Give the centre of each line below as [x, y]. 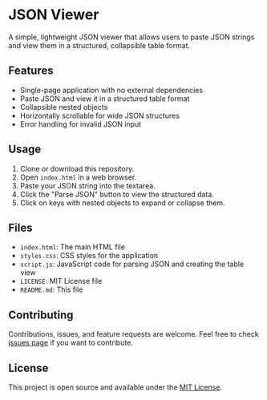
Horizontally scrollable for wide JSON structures [100, 115]
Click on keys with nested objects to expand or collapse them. [122, 203]
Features [31, 71]
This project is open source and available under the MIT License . [115, 387]
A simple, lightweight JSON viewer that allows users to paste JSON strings [131, 37]
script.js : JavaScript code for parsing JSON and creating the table [132, 264]
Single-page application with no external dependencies [111, 90]
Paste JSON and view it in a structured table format [105, 99]
